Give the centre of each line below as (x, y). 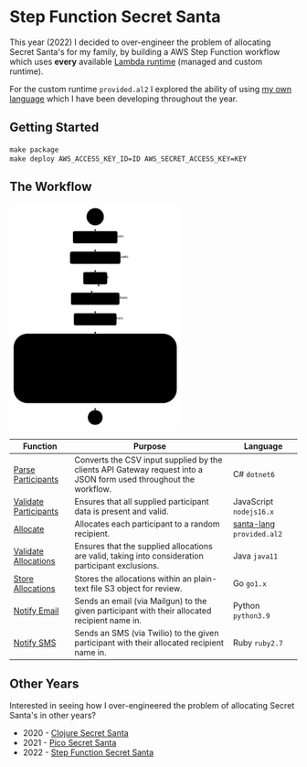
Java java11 (255, 556)
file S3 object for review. (137, 588)
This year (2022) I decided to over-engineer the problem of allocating (140, 42)
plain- (205, 579)
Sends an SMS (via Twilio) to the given (147, 634)
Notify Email (36, 611)
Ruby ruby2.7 (258, 643)
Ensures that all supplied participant (142, 501)
